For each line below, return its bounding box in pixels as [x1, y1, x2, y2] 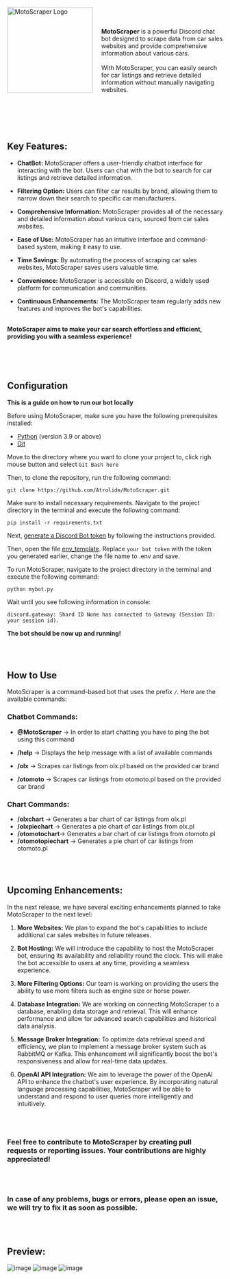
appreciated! [7, 1154, 51, 1164]
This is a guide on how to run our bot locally [7, 398, 133, 406]
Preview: [7, 1245, 46, 1257]
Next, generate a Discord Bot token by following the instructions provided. [7, 531, 216, 540]
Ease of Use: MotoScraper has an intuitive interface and [16, 235, 176, 243]
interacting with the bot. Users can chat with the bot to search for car [16, 166, 212, 174]
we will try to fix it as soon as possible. [7, 1203, 138, 1212]
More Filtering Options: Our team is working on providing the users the [16, 979, 219, 987]
